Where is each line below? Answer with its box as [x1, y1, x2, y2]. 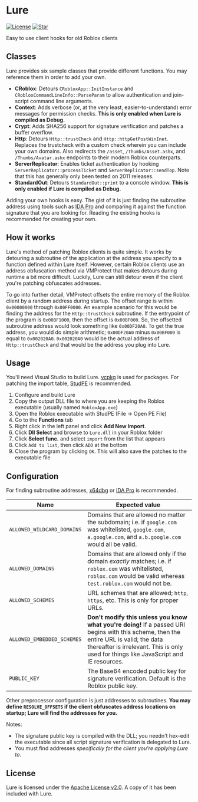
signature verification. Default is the [87, 675, 186, 683]
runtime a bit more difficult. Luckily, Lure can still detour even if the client [6, 273, 183, 280]
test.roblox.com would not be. [87, 579, 172, 587]
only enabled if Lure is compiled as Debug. [14, 185, 121, 192]
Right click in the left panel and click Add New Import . [14, 423, 146, 430]
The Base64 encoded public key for [87, 667, 187, 675]
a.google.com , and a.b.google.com [87, 533, 181, 541]
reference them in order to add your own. [6, 73, 106, 80]
